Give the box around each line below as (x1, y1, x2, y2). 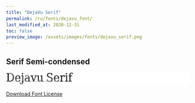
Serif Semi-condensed (6, 56, 90, 67)
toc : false (6, 28, 33, 34)
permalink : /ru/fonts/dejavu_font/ (6, 15, 93, 22)
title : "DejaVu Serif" (6, 9, 61, 15)
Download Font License (6, 91, 63, 98)
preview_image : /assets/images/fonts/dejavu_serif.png (6, 34, 142, 40)
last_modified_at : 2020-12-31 (6, 22, 80, 28)
